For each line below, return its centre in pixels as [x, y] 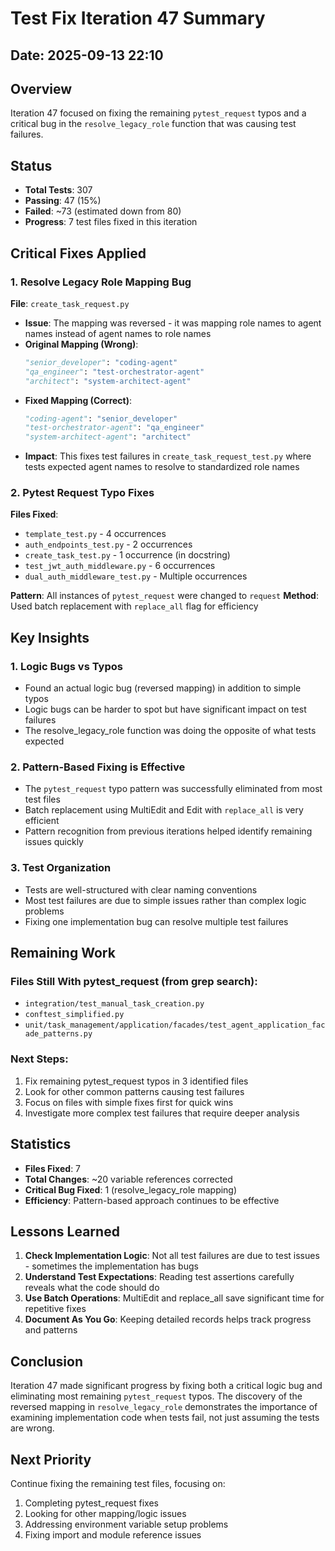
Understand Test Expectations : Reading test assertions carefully [159, 1277]
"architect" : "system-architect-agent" [108, 381]
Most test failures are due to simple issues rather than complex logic [165, 900]
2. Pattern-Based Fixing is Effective [98, 767]
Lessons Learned [65, 1231]
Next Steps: [39, 1059]
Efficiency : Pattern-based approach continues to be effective [152, 1200]
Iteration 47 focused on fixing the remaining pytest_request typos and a [158, 113]
